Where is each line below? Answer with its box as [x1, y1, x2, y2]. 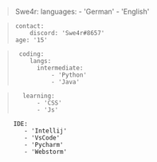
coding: [18, 50, 45, 58]
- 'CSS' [36, 99, 62, 107]
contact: [14, 22, 45, 30]
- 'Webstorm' [24, 148, 68, 156]
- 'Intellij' [24, 127, 68, 135]
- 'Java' [50, 78, 80, 86]
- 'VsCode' [24, 134, 61, 142]
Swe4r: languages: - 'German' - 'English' [14, 7, 150, 16]
